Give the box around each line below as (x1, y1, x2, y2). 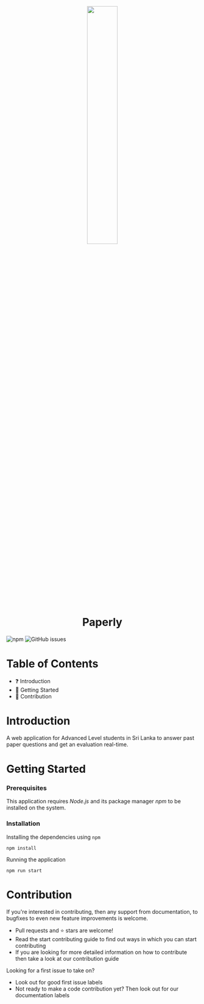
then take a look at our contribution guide (15, 955, 119, 962)
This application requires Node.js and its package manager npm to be (6, 798, 181, 805)
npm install (6, 845, 37, 851)
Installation (6, 819, 41, 828)
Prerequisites (6, 784, 47, 792)
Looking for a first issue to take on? (6, 967, 95, 974)
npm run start (6, 867, 43, 873)
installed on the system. (6, 804, 66, 811)
